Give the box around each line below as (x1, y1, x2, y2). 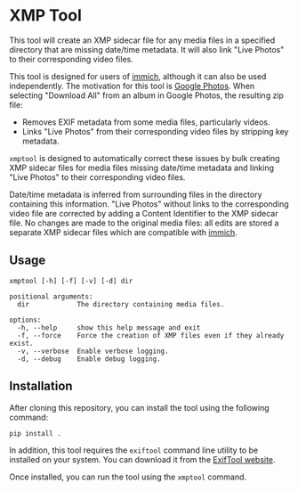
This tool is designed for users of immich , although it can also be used (9, 70, 267, 81)
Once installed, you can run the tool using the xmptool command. (9, 471, 247, 482)
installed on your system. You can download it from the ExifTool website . (9, 454, 276, 465)
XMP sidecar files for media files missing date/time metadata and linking (9, 162, 274, 173)
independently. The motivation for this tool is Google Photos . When (9, 80, 255, 91)
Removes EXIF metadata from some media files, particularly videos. (21, 117, 270, 127)
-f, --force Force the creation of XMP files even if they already (17, 331, 285, 340)
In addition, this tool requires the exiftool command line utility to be (9, 445, 259, 455)
